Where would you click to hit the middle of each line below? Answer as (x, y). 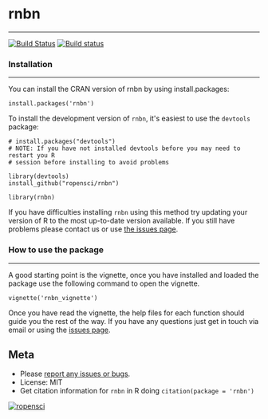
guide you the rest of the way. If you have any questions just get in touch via (134, 321)
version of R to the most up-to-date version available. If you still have (122, 221)
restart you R (32, 156)
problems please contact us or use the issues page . (93, 229)
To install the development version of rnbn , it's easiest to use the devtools (130, 119)
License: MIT (41, 382)
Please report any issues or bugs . (75, 374)
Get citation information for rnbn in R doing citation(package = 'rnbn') (137, 391)
